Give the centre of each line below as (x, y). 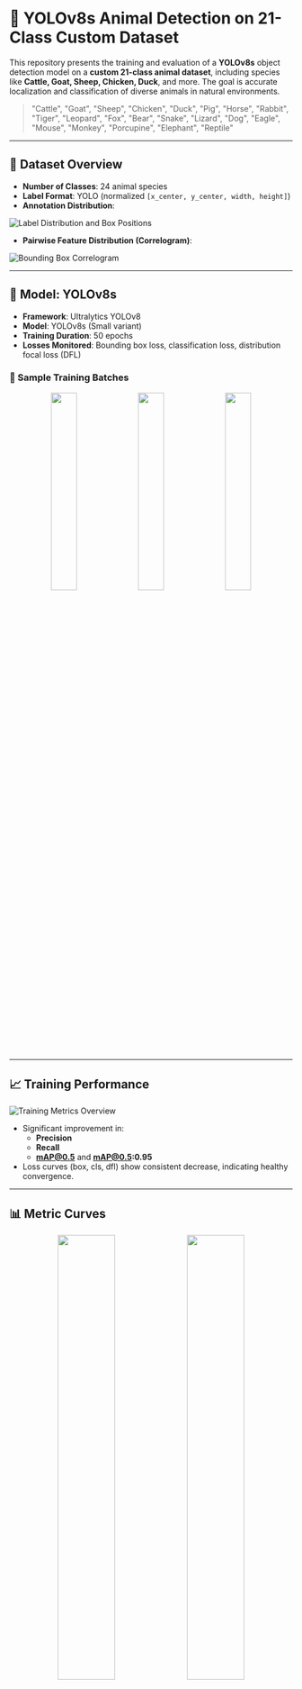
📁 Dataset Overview (66, 164)
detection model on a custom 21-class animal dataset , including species (145, 72)
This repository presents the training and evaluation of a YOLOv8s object (145, 62)
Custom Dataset (117, 37)
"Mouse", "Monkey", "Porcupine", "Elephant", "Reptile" (132, 127)
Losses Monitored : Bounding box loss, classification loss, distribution (151, 345)
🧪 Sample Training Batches (69, 377)
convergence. (48, 1176)
